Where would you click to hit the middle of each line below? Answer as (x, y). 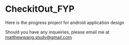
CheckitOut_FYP (40, 9)
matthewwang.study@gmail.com (39, 37)
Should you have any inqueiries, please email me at (57, 32)
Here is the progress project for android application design (65, 22)
